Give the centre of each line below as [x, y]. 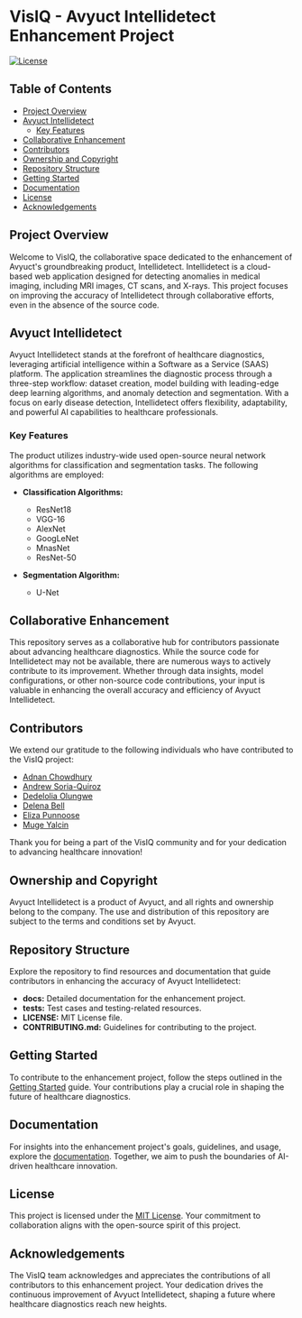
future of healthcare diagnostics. [70, 1096]
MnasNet [53, 548]
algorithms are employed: [57, 475]
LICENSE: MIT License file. [73, 1018]
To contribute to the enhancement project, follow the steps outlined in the [146, 1077]
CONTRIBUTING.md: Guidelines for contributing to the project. [139, 1027]
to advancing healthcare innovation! [76, 852]
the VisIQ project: [41, 760]
